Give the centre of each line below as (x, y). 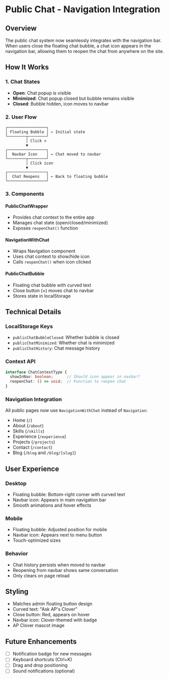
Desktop (16, 483)
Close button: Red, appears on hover (51, 615)
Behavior (17, 554)
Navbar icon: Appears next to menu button (58, 535)
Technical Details (33, 312)
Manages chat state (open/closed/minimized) (60, 223)
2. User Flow (21, 117)
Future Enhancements (41, 642)
